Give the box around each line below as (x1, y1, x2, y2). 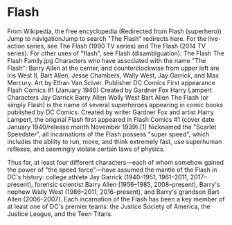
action (7, 42, 26, 50)
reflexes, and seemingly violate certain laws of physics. (7, 145, 166, 153)
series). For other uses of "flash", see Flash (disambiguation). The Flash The (7, 49, 225, 57)
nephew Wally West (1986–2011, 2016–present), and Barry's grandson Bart (7, 188, 220, 196)
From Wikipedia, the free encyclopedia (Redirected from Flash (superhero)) (7, 27, 222, 35)
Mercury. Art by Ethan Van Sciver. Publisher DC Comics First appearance (7, 78, 216, 87)
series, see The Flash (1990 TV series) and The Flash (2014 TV (26, 42, 206, 50)
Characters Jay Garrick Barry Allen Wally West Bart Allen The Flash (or (7, 93, 209, 101)
